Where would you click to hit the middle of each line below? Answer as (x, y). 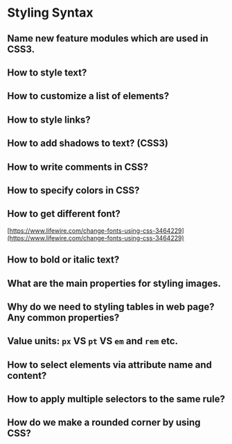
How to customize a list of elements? (88, 96)
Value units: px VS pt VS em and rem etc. (93, 341)
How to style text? (47, 72)
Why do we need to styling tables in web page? (111, 307)
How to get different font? (64, 214)
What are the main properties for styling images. (114, 283)
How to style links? (49, 119)
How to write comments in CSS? (78, 167)
